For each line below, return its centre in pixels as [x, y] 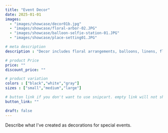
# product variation [27, 79]
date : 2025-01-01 [23, 14]
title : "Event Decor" [28, 10]
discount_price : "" [25, 70]
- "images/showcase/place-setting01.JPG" [53, 38]
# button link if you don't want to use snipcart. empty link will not [81, 97]
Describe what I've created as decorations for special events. [68, 125]
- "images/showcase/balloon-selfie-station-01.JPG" [65, 33]
